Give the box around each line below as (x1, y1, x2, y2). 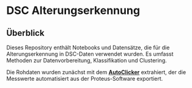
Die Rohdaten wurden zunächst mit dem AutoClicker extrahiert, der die (6, 69, 186, 76)
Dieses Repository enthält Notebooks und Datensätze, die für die (6, 44, 170, 51)
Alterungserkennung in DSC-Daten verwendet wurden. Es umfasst (6, 50, 174, 58)
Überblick (6, 28, 45, 38)
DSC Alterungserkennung (6, 4, 141, 18)
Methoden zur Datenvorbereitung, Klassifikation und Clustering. (6, 57, 167, 64)
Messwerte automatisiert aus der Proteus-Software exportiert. (6, 75, 163, 82)
